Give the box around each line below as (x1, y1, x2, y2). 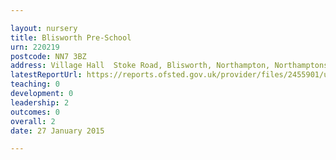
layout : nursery (10, 23, 78, 33)
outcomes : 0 (10, 107, 60, 117)
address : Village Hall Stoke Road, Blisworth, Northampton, (10, 61, 271, 71)
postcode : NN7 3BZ (10, 51, 87, 61)
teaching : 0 (10, 79, 60, 90)
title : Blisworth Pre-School (10, 32, 132, 43)
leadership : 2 (10, 97, 70, 108)
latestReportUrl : (10, 70, 83, 80)
